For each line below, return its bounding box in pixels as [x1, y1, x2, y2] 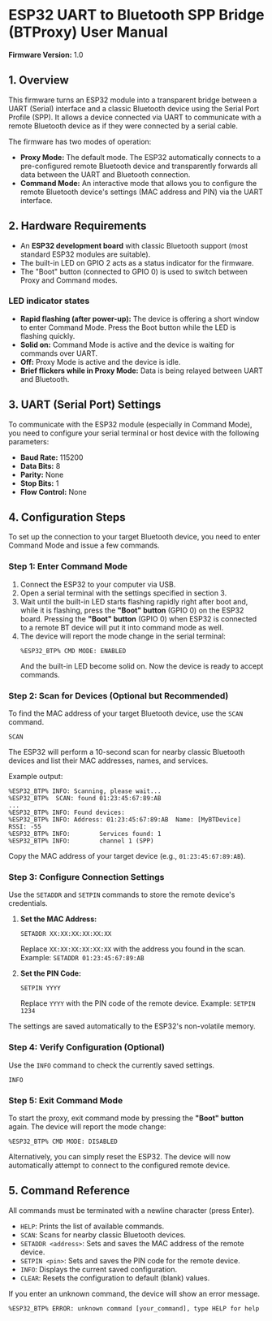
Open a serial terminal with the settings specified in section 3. [19, 587, 227, 598]
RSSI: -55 [8, 823, 42, 831]
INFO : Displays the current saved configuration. [19, 1264, 178, 1274]
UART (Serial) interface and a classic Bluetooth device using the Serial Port [8, 103, 260, 113]
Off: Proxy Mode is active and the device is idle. [19, 357, 181, 366]
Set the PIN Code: [19, 968, 82, 978]
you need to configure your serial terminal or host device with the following [8, 428, 260, 438]
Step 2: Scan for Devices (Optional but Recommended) [8, 690, 229, 701]
